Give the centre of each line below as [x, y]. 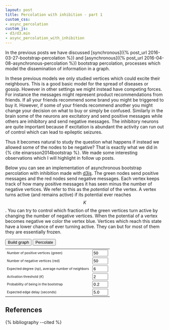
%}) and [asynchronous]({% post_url [105, 58]
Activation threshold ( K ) [25, 276]
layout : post [19, 10]
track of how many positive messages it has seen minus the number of [79, 184]
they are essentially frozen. [33, 232]
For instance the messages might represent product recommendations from [84, 95]
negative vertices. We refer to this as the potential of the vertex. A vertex [81, 189]
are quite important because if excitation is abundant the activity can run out [84, 126]
